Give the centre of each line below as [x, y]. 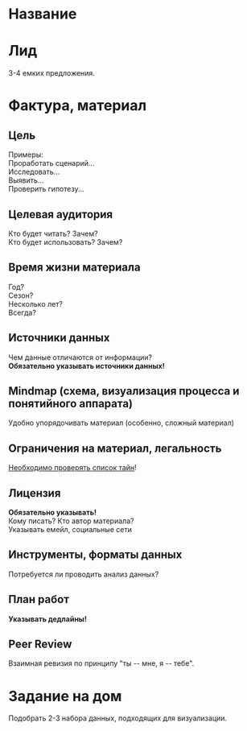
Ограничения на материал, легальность [115, 448]
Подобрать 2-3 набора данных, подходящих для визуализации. [118, 718]
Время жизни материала [74, 268]
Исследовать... [34, 172]
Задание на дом [65, 696]
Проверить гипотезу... [46, 189]
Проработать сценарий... [51, 163]
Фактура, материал [78, 106]
